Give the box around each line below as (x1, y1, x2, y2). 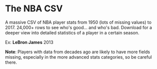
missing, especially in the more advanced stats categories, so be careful (5, 54, 152, 60)
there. (5, 59, 17, 65)
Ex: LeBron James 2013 (5, 39, 54, 45)
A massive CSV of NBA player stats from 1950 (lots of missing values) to (5, 19, 152, 25)
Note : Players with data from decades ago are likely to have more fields (5, 49, 150, 55)
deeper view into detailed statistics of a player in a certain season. (5, 30, 139, 35)
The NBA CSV (5, 3, 63, 14)
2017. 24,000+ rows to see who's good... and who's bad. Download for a (5, 24, 153, 30)
